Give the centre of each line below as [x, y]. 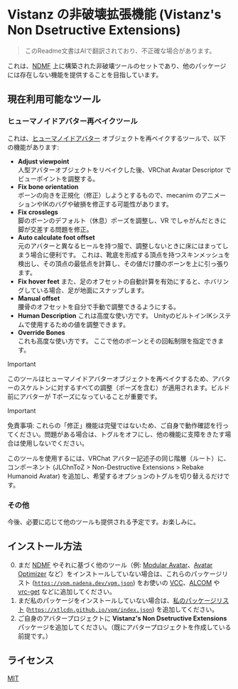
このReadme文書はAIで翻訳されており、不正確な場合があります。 [120, 50]
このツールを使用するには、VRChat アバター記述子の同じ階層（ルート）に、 [119, 458]
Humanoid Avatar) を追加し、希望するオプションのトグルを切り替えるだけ [115, 476]
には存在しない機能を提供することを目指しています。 [85, 75]
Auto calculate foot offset [56, 237]
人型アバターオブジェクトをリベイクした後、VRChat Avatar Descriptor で [124, 170]
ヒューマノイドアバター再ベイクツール [72, 122]
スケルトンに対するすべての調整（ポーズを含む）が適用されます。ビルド [125, 388]
